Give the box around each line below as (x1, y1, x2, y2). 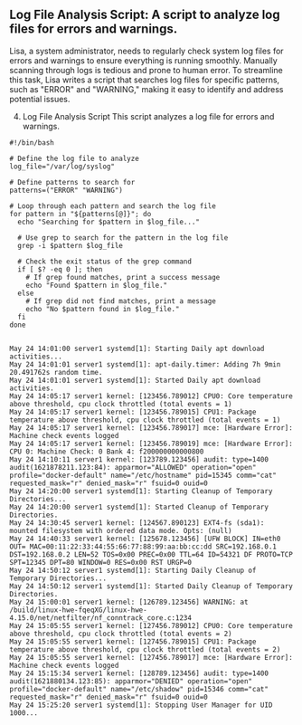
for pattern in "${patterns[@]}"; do (9, 209, 152, 218)
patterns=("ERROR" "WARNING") (9, 186, 124, 195)
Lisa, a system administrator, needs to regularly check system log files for (9, 45, 284, 56)
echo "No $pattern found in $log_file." (25, 304, 180, 313)
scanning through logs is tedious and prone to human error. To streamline (9, 64, 283, 75)
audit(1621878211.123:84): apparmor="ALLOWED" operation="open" (9, 463, 257, 472)
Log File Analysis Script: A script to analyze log (9, 7, 280, 23)
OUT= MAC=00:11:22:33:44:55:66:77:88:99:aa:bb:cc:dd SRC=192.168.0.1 (9, 542, 278, 551)
